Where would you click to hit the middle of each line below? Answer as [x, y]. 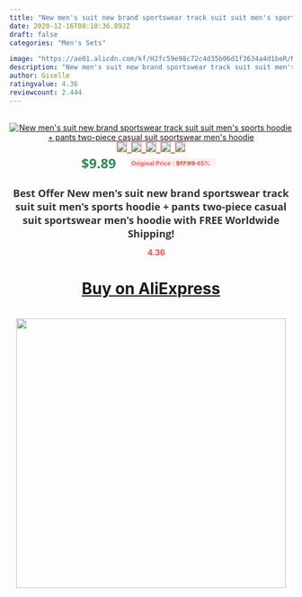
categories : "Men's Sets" [58, 43]
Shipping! [151, 233]
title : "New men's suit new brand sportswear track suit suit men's [140, 18]
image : [22, 59]
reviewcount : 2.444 [46, 92]
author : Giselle [40, 76]
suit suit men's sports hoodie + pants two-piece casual [151, 206]
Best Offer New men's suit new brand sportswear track [151, 193]
